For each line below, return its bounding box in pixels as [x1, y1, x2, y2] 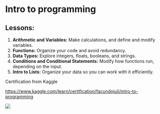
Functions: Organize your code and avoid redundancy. [12, 48, 127, 53]
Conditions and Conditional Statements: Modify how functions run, [12, 58, 154, 64]
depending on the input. [12, 64, 62, 69]
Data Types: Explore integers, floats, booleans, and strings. [12, 53, 136, 59]
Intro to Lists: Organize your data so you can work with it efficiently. [12, 69, 154, 75]
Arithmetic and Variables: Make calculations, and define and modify [12, 37, 155, 43]
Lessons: [5, 24, 35, 32]
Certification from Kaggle [5, 79, 58, 84]
